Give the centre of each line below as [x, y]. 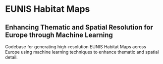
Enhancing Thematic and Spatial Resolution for [79, 27]
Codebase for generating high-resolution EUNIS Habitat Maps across [76, 47]
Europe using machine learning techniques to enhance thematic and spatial [82, 52]
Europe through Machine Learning [59, 35]
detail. [12, 57]
